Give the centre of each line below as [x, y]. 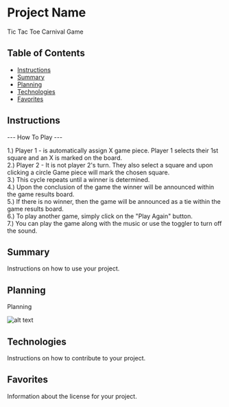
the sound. [22, 231]
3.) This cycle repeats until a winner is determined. [79, 179]
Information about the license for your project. [72, 396]
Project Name [47, 13]
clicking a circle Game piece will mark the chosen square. [88, 172]
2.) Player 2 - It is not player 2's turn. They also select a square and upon [110, 165]
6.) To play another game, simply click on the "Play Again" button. [100, 216]
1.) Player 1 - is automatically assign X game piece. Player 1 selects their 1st [113, 150]
